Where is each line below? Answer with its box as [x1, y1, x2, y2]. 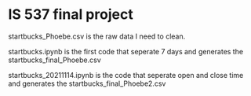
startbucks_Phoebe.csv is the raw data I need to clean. [8, 31, 186, 41]
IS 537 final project [8, 6, 133, 24]
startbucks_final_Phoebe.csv [8, 55, 102, 65]
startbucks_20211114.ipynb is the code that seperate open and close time [8, 70, 244, 79]
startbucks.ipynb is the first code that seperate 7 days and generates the [8, 46, 244, 56]
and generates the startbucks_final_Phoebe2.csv [8, 79, 166, 88]
